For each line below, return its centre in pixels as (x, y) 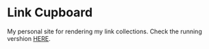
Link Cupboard (50, 13)
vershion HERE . (29, 38)
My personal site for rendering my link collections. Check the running (104, 31)
